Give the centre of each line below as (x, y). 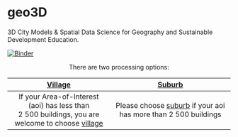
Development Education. (43, 39)
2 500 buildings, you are (59, 114)
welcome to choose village (58, 123)
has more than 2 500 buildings (170, 114)
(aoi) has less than (59, 105)
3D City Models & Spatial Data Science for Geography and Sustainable (110, 32)
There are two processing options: (119, 67)
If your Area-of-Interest (59, 97)
